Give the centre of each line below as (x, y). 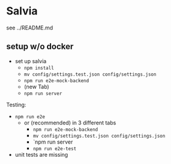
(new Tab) (36, 87)
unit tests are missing (41, 154)
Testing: (16, 105)
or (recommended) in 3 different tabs (70, 123)
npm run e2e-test (54, 148)
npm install (39, 68)
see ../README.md (30, 28)
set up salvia (31, 61)
